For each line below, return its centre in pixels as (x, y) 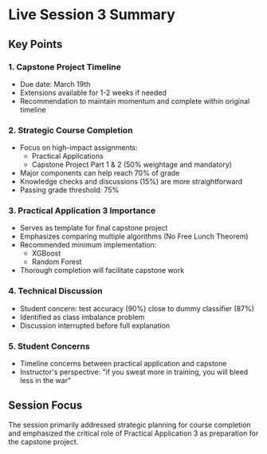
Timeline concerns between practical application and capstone (123, 364)
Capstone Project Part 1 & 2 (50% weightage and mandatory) (132, 164)
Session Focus (45, 406)
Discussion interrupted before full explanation (95, 326)
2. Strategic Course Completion (71, 130)
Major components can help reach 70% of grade (100, 173)
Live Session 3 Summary (92, 15)
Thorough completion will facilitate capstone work (102, 270)
